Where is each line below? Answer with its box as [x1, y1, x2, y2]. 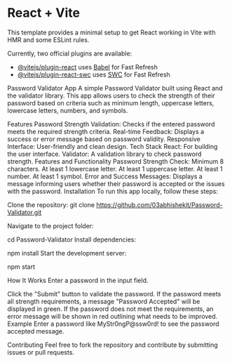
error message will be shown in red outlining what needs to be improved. [7, 312, 218, 320]
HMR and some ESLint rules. [7, 35, 90, 44]
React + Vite [7, 5, 81, 21]
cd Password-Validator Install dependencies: [7, 235, 137, 244]
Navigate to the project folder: [7, 221, 94, 230]
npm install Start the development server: [7, 249, 127, 257]
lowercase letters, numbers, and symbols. [7, 106, 128, 114]
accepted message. [7, 326, 64, 335]
